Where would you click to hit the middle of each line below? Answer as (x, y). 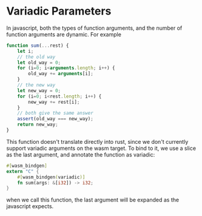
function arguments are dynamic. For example (64, 34)
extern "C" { (23, 171)
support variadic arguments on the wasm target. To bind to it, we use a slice (101, 148)
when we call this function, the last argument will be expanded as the (93, 200)
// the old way (36, 57)
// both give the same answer (56, 113)
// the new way (36, 85)
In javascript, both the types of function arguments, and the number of (94, 28)
